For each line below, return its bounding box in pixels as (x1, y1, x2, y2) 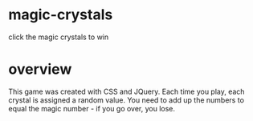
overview (8, 60, 72, 79)
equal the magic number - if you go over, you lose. (8, 103, 175, 113)
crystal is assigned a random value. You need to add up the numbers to (8, 95, 245, 105)
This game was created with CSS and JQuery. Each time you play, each (8, 87, 245, 96)
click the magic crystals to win (8, 32, 109, 42)
